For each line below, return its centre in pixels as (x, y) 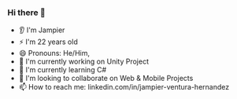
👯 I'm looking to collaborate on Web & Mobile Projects (106, 79)
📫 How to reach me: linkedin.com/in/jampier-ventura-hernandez (124, 87)
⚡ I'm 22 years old (48, 42)
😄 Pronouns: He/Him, (54, 53)
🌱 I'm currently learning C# (63, 70)
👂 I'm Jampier (42, 30)
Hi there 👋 (27, 13)
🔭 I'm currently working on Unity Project (83, 61)
